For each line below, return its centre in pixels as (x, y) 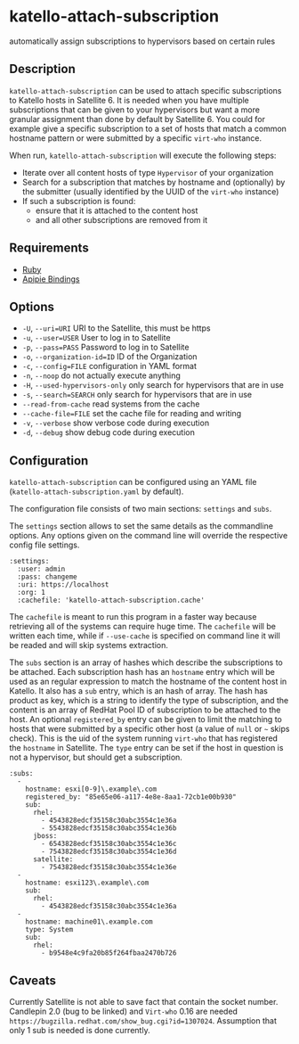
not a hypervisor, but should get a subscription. (96, 757)
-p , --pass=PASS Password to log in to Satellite (105, 347)
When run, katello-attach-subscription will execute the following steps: (143, 155)
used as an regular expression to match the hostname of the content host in (148, 682)
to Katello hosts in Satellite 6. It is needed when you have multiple (129, 100)
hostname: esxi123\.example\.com (87, 883)
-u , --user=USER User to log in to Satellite (96, 338)
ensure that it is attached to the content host (117, 210)
